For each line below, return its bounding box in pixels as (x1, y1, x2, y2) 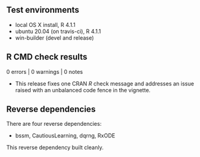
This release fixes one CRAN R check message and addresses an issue (15, 79, 195, 87)
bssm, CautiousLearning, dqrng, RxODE (15, 132, 116, 139)
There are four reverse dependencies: (6, 120, 102, 128)
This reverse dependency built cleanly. (6, 144, 104, 152)
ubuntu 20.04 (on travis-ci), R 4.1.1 (15, 27, 101, 35)
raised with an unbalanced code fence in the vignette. (15, 86, 151, 93)
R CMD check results (6, 52, 88, 62)
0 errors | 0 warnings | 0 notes (6, 68, 84, 75)
